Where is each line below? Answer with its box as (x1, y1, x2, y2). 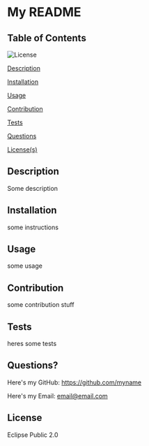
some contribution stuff (7, 301, 74, 309)
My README (7, 4, 81, 20)
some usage (7, 261, 43, 270)
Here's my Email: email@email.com (7, 391, 108, 400)
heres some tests (7, 340, 57, 348)
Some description (7, 184, 58, 192)
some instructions (7, 223, 59, 231)
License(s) (7, 145, 38, 154)
